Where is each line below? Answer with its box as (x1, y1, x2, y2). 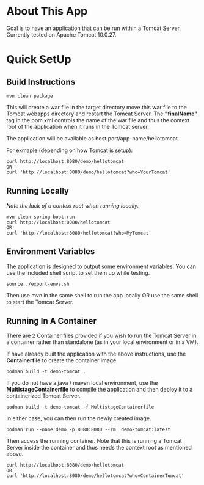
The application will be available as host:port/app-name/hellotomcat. (6, 134, 180, 142)
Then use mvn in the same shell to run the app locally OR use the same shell (6, 291, 199, 299)
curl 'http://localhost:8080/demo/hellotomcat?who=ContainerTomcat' (6, 473, 184, 479)
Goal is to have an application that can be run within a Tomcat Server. (6, 24, 181, 32)
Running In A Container (6, 316, 97, 326)
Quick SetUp (6, 53, 71, 67)
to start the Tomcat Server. (6, 298, 74, 305)
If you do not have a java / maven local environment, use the (6, 379, 158, 387)
